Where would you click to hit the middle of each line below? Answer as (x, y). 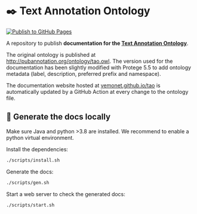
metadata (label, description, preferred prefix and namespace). (84, 74)
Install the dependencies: (37, 149)
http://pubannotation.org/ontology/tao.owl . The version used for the (90, 61)
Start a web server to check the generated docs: (66, 194)
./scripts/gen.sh (28, 182)
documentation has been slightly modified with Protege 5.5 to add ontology (99, 67)
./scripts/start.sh (30, 205)
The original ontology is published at (51, 54)
